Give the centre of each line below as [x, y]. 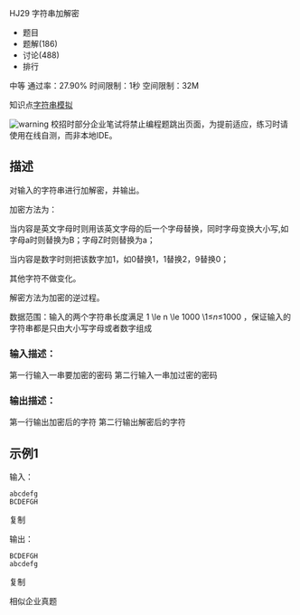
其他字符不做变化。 [45, 278]
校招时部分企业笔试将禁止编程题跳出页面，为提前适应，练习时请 [170, 124]
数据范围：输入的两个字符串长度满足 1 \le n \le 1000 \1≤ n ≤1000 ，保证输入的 [150, 317]
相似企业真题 [33, 601]
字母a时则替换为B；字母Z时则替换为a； [82, 240]
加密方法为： [33, 209]
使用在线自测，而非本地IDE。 [63, 135]
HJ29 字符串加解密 [44, 13]
